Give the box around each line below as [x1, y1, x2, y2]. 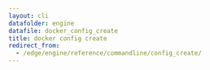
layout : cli [8, 11, 49, 20]
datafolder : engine [8, 19, 75, 27]
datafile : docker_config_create [8, 27, 118, 35]
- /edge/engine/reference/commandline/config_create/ [15, 49, 202, 57]
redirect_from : [8, 42, 60, 50]
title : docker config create [8, 34, 107, 43]
